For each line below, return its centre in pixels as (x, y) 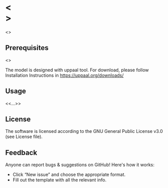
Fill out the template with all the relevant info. (59, 180)
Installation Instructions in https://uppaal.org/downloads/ (64, 75)
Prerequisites (27, 48)
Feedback (21, 152)
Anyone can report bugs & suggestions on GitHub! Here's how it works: (80, 165)
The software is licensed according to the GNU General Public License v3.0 (84, 131)
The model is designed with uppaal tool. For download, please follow (77, 70)
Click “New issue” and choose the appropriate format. (69, 175)
